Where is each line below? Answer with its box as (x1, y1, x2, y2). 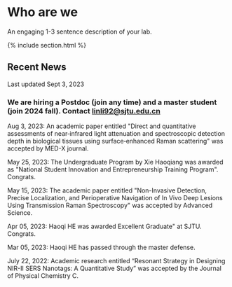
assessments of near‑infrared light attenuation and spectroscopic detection (7, 129, 226, 138)
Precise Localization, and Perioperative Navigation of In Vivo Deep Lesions (7, 194, 223, 202)
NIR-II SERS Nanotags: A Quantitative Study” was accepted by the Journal (7, 264, 222, 273)
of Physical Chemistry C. (7, 272, 79, 280)
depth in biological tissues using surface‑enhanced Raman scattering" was (7, 137, 224, 146)
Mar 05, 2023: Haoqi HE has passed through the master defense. (7, 243, 196, 252)
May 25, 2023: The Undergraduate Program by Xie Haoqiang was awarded (7, 158, 224, 167)
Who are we (7, 4, 79, 20)
